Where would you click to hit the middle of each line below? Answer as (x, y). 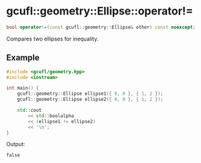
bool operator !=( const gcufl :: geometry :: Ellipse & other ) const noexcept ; (101, 27)
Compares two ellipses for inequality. (52, 39)
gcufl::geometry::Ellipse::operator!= (100, 11)
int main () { (23, 88)
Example (23, 58)
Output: (16, 144)
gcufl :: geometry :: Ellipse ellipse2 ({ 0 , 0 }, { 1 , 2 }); (90, 100)
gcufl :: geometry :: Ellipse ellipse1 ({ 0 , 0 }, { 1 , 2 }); (90, 94)
